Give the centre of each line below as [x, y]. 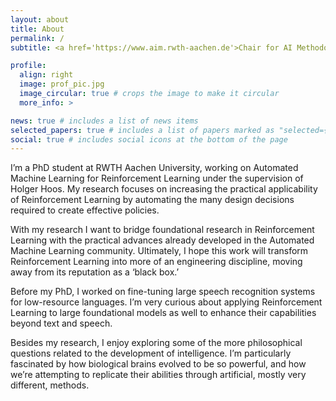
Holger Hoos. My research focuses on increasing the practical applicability [164, 189]
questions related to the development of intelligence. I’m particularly [151, 353]
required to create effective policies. [85, 210]
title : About [37, 29]
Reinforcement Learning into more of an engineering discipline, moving [156, 262]
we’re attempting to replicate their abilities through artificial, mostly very [158, 375]
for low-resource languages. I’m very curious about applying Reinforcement [166, 302]
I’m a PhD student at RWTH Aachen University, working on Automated [154, 168]
